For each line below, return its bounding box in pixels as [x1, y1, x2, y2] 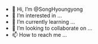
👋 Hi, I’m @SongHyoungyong [11, 6, 83, 12]
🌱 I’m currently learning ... [11, 18, 75, 25]
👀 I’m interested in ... [11, 12, 62, 19]
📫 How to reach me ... [11, 32, 67, 38]
